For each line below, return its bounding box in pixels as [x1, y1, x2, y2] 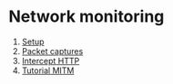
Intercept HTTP [21, 55, 80, 66]
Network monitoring [8, 6, 165, 27]
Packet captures [21, 45, 84, 56]
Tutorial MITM [21, 65, 75, 76]
